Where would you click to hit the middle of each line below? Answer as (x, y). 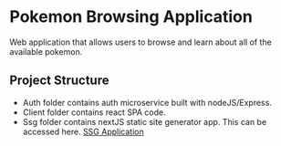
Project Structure (59, 81)
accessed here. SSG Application (83, 131)
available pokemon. (46, 51)
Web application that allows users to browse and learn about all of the (140, 42)
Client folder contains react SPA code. (94, 112)
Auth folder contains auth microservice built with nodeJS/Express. (147, 102)
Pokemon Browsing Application (131, 17)
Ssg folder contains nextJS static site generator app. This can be (145, 121)
